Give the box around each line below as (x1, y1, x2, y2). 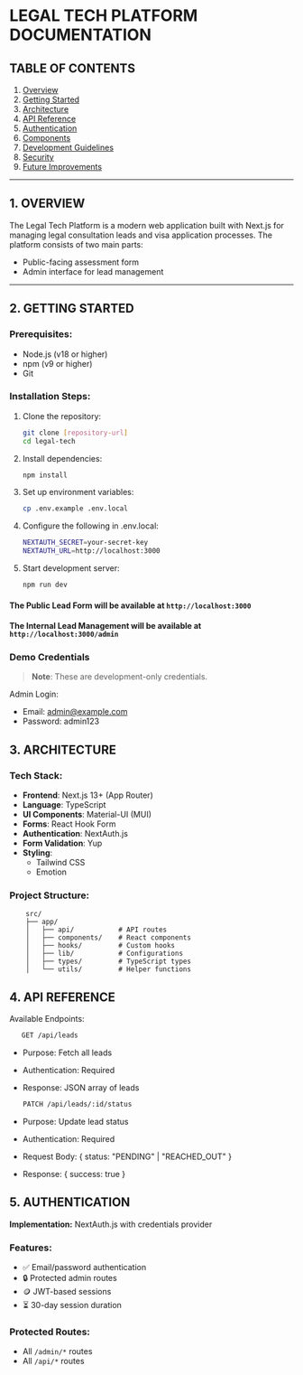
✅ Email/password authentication (22, 1262, 147, 1273)
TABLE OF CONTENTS (9, 61, 135, 76)
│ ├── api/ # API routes (25, 925, 168, 935)
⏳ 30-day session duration (22, 1300, 122, 1311)
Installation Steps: (9, 390, 91, 403)
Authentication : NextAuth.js (22, 828, 129, 839)
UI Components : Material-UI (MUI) (22, 809, 151, 820)
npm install (22, 471, 68, 480)
